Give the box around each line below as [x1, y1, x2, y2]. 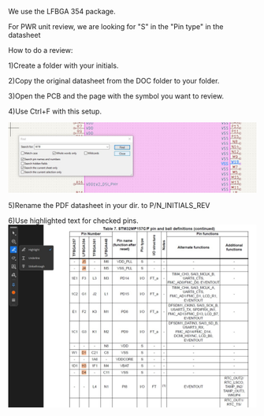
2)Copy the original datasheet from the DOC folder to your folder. [8, 76, 220, 85]
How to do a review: [8, 46, 73, 54]
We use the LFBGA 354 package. [8, 7, 116, 16]
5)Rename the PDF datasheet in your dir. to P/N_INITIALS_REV [8, 200, 210, 210]
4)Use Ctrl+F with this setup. [8, 106, 102, 116]
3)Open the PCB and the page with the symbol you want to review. [8, 91, 225, 101]
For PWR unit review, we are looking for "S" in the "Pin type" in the [8, 22, 224, 31]
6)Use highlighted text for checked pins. [8, 216, 139, 225]
